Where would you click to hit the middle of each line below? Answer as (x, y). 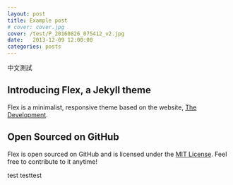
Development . (28, 114)
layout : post (26, 14)
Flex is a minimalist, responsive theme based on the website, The (102, 107)
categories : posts (34, 47)
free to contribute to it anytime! (52, 161)
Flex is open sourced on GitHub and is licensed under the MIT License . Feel (117, 154)
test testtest (25, 175)
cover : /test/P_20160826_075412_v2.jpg (66, 34)
